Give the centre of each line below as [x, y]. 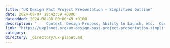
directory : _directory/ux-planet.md [44, 38]
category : [16, 33]
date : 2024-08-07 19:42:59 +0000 [40, 14]
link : [11, 28]
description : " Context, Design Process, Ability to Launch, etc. [80, 24]
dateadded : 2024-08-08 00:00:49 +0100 [46, 19]
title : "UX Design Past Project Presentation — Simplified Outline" [79, 10]
